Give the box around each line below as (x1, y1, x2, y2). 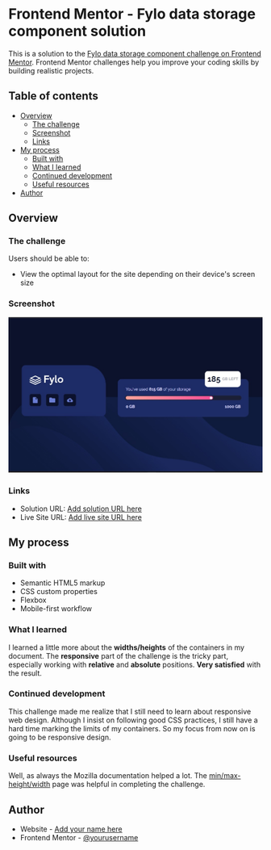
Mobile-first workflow (19, 604, 93, 613)
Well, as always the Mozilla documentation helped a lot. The (8, 771, 207, 781)
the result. (8, 668, 43, 678)
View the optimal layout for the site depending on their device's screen (19, 270, 256, 279)
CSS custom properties (19, 587, 98, 597)
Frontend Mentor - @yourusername (19, 832, 139, 842)
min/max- (208, 771, 241, 781)
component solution (8, 22, 147, 40)
